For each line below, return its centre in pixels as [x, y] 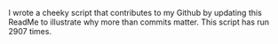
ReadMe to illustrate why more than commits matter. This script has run [139, 22]
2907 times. [30, 31]
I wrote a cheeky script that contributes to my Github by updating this [135, 13]
